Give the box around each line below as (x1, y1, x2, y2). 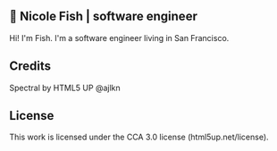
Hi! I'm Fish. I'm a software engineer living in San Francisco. (9, 32, 230, 43)
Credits (9, 59, 52, 74)
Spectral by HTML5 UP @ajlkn (9, 82, 121, 93)
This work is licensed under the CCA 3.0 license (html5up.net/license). (9, 131, 270, 143)
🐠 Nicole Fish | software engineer (9, 9, 198, 24)
